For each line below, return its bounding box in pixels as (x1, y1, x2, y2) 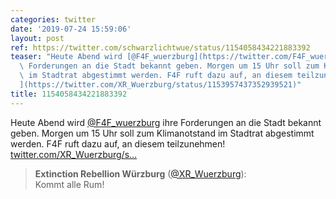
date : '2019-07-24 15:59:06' (10, 24, 132, 34)
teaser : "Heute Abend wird (10, 52, 123, 62)
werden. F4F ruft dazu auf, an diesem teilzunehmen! (10, 137, 226, 150)
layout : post (10, 33, 65, 43)
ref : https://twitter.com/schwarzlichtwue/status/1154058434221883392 (10, 42, 311, 53)
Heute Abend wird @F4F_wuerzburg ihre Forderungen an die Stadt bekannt (10, 116, 322, 128)
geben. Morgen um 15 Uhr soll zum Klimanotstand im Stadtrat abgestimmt (10, 127, 315, 139)
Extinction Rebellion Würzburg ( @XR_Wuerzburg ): (34, 167, 247, 180)
